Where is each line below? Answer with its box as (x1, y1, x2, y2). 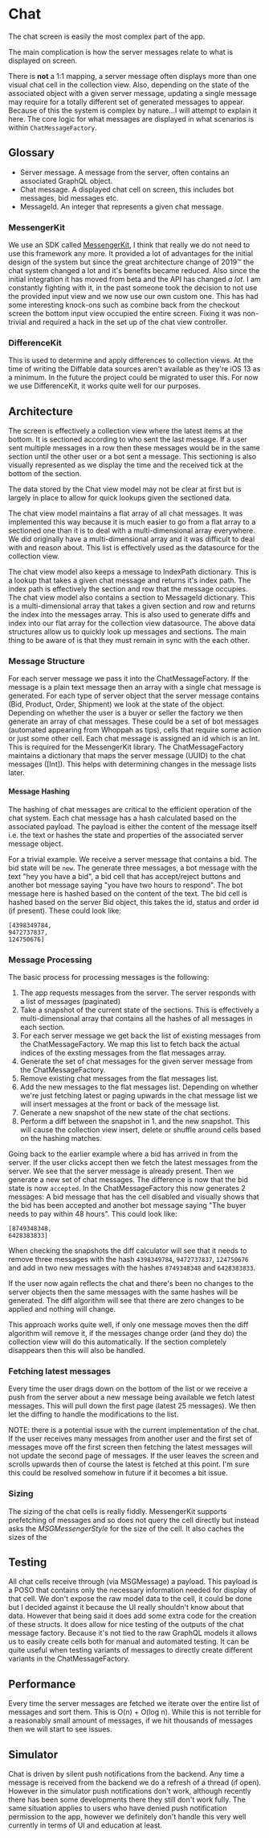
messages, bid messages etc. (19, 193, 119, 202)
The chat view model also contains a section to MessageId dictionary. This (8, 593, 255, 603)
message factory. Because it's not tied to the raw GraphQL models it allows (8, 1628, 258, 1638)
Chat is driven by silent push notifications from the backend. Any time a (8, 1769, 245, 1778)
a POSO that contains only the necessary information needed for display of (8, 1585, 257, 1595)
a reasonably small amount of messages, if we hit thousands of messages (8, 1716, 253, 1725)
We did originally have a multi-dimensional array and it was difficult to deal (8, 534, 255, 544)
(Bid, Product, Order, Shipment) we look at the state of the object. (8, 699, 225, 709)
